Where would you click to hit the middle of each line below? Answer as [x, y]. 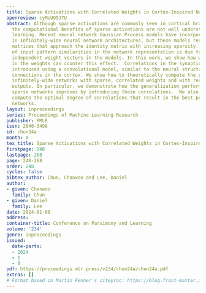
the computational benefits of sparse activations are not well [96, 29]
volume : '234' [25, 229]
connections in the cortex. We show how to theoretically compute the [104, 75]
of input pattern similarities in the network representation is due [102, 52]
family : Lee [27, 206]
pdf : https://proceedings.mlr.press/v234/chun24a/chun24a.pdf [87, 269]
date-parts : [27, 246]
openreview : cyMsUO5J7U [37, 18]
